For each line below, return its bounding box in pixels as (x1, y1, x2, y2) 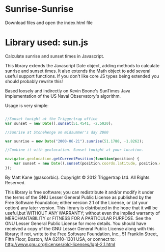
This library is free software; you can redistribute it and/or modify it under (5, 189, 154, 195)
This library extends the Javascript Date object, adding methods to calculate (5, 62, 160, 68)
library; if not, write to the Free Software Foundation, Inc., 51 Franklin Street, (5, 231, 158, 237)
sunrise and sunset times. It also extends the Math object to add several (5, 68, 151, 74)
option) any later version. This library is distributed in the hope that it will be (5, 205, 158, 211)
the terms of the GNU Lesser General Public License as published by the (5, 194, 152, 200)
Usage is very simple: (5, 102, 49, 109)
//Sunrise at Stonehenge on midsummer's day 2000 (5, 130, 109, 135)
